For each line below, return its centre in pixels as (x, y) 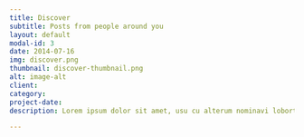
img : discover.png (44, 60)
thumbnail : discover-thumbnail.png (76, 69)
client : (24, 85)
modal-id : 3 (32, 43)
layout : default (40, 34)
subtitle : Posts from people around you (87, 26)
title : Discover (40, 18)
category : (28, 93)
